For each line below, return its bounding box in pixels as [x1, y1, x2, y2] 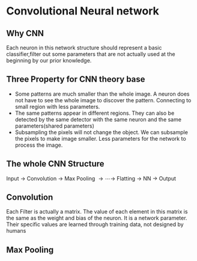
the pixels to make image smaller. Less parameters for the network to [14, 135, 186, 142]
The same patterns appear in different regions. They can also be [14, 109, 175, 117]
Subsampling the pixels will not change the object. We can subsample [14, 128, 188, 136]
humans [6, 227, 26, 235]
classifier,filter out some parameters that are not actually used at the [6, 51, 175, 58]
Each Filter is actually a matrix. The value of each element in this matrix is [6, 208, 188, 215]
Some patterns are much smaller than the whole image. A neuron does [14, 90, 190, 97]
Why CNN [6, 28, 44, 38]
